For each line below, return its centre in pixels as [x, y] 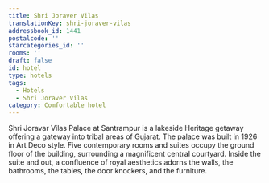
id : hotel [25, 68]
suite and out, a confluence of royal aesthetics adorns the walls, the [121, 162]
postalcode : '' [34, 38]
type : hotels [30, 75]
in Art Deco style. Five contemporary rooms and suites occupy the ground [131, 145]
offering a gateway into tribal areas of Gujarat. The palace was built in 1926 [133, 136]
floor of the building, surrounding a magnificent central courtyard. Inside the [135, 154]
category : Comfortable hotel [57, 105]
